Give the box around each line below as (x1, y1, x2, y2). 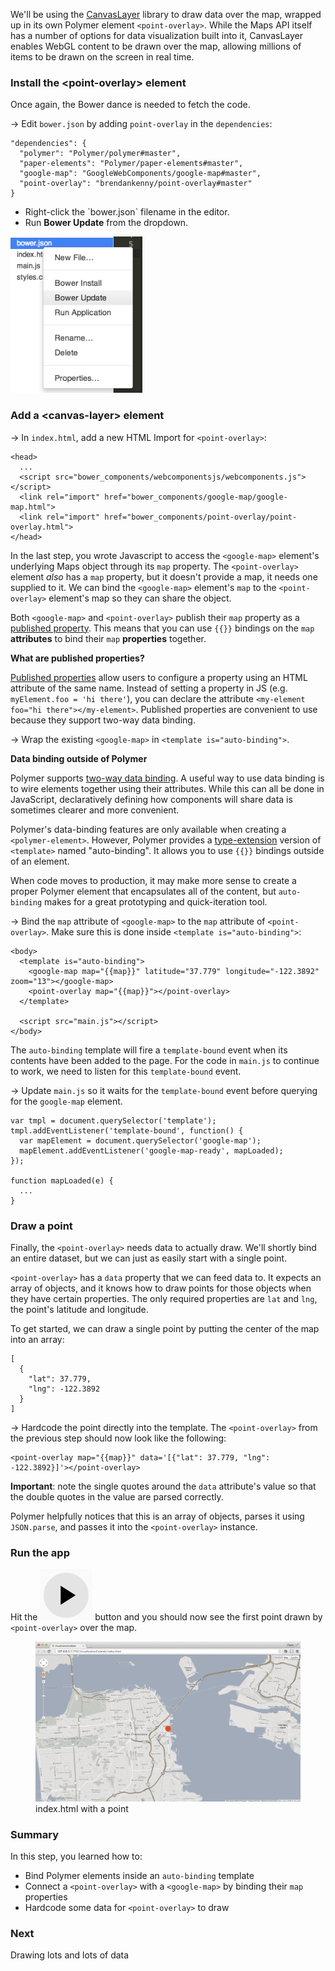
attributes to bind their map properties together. (10, 632, 207, 644)
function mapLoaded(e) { (10, 1175, 114, 1186)
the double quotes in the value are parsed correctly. (10, 1490, 224, 1503)
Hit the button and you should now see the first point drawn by (10, 1611, 323, 1623)
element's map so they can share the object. (48, 592, 232, 604)
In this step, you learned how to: (10, 1850, 143, 1862)
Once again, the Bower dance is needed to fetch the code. (10, 99, 251, 111)
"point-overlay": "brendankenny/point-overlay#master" (19, 179, 253, 189)
